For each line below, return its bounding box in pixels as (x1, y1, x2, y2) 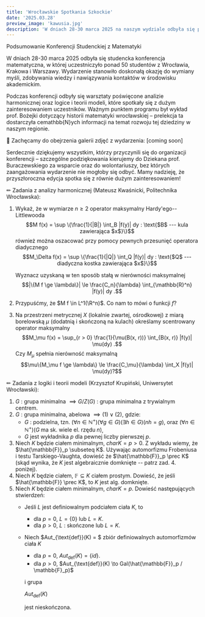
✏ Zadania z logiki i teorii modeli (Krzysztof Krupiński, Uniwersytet (6, 380, 173, 387)
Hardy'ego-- (145, 205, 178, 212)
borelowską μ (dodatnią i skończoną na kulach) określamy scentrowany (15, 318, 195, 325)
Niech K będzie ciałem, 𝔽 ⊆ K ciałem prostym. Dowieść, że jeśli (15, 472, 176, 479)
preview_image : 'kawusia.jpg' (6, 20, 84, 26)
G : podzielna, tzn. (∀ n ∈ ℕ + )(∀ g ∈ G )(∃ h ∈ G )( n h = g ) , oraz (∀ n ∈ (24, 417, 195, 425)
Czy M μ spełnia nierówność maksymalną (15, 350, 118, 359)
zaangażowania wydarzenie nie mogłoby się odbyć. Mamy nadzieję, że (6, 168, 185, 176)
